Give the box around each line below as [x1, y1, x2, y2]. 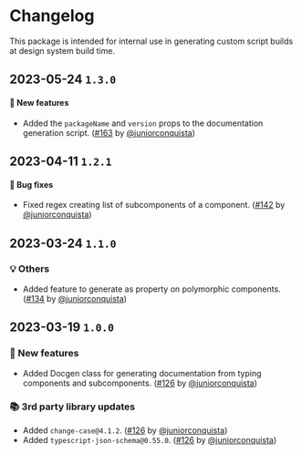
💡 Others [9, 263, 50, 275]
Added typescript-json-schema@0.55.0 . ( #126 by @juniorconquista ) [22, 434, 276, 445]
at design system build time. [9, 45, 116, 56]
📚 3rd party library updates [9, 400, 135, 413]
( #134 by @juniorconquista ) [22, 293, 128, 304]
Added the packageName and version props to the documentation [22, 118, 264, 129]
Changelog [9, 5, 95, 26]
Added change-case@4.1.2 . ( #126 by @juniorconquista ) [22, 425, 228, 436]
